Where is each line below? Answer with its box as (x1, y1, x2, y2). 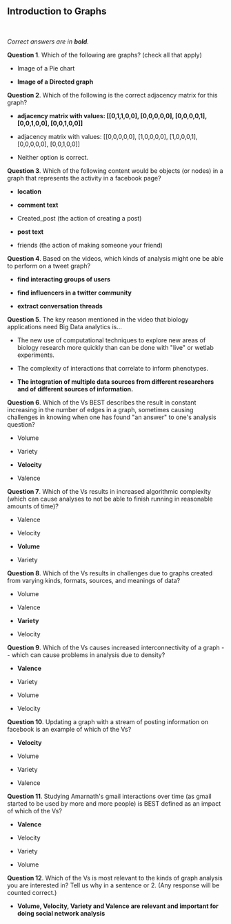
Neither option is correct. (17, 153, 89, 161)
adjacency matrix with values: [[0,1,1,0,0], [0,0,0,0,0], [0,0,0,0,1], (17, 111, 207, 120)
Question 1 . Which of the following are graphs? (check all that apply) (7, 50, 202, 59)
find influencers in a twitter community (17, 288, 132, 297)
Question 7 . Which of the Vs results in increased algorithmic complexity (7, 487, 212, 495)
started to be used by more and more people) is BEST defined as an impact (7, 799, 221, 808)
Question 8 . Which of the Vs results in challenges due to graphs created (7, 569, 213, 577)
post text (17, 228, 43, 236)
